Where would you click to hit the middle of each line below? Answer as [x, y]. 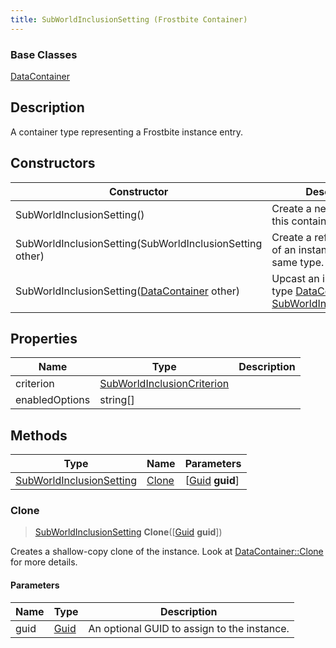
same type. [298, 262]
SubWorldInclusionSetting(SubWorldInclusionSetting [139, 243]
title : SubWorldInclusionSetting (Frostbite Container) [129, 19]
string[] [117, 400]
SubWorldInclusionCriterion [164, 384]
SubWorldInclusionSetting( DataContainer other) [127, 291]
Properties [44, 338]
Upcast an [295, 278]
